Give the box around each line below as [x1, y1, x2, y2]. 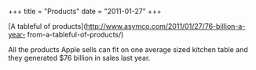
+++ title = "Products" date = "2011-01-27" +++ [8, 7, 163, 16]
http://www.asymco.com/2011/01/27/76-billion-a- [86, 22, 246, 30]
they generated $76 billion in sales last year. [8, 54, 151, 62]
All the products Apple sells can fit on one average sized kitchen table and [8, 45, 249, 54]
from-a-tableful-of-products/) [27, 30, 124, 39]
